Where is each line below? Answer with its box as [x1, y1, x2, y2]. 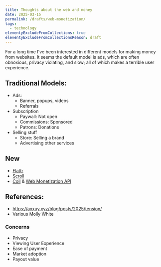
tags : [5, 21, 16, 26]
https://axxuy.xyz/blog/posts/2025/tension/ [12, 206, 102, 212]
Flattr [12, 167, 23, 173]
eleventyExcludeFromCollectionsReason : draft [5, 35, 101, 40]
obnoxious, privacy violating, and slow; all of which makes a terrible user [5, 59, 155, 65]
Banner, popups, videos [19, 98, 69, 104]
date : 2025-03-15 [5, 12, 41, 17]
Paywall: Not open [19, 113, 57, 120]
